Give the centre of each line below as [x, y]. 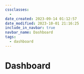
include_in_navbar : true [30, 28]
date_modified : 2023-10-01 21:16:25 [42, 23]
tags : [10, 37]
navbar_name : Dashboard [29, 32]
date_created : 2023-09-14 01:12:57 [41, 19]
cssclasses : [17, 10]
